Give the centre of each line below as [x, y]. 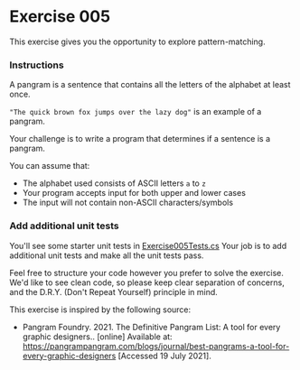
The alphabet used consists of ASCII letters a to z [114, 183]
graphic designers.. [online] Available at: [98, 337]
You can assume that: [50, 166]
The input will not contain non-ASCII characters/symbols [127, 203]
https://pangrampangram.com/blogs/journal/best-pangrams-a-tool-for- [156, 346]
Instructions [37, 65]
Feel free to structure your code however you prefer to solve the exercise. [147, 273]
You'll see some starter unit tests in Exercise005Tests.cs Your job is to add [148, 245]
